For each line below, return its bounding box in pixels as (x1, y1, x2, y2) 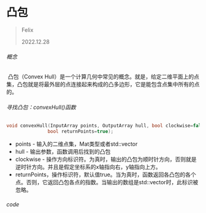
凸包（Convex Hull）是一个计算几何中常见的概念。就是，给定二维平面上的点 (7, 73, 200, 80)
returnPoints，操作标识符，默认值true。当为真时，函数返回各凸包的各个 (15, 171, 196, 178)
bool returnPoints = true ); (47, 129, 114, 135)
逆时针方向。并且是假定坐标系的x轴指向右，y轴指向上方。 (15, 163, 161, 171)
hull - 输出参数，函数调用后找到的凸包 (15, 148, 111, 155)
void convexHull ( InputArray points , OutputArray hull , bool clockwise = (6, 123, 193, 129)
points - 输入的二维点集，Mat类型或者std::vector (15, 140, 138, 148)
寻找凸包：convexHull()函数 (6, 103, 77, 111)
